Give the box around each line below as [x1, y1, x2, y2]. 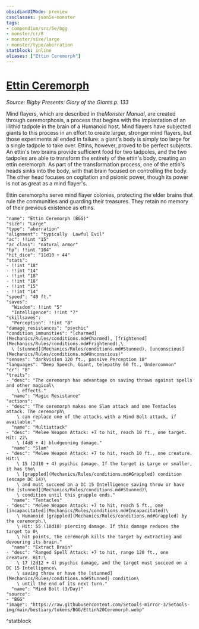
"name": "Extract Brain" [11, 544, 73, 550]
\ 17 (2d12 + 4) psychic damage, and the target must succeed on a [17, 560, 187, 566]
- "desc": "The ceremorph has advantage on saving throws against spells [6, 377, 193, 383]
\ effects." [17, 388, 46, 393]
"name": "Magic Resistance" [11, 393, 81, 399]
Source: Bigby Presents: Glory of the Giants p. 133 [6, 98, 129, 106]
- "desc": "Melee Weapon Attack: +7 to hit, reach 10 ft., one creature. [6, 450, 193, 456]
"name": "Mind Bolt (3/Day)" [11, 585, 84, 592]
